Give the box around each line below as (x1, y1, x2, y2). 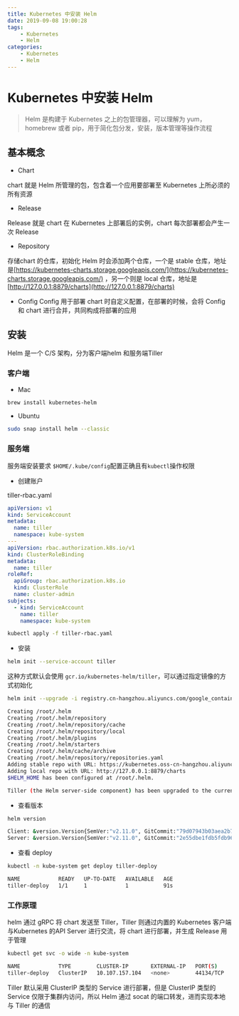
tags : (7, 24, 23, 31)
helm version (7, 815, 46, 822)
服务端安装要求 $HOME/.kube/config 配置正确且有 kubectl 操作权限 (7, 461, 195, 470)
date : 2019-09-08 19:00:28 (7, 17, 87, 24)
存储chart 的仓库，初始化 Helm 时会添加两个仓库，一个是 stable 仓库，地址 (7, 256, 227, 265)
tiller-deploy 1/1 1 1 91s (7, 882, 174, 889)
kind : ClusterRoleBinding (7, 550, 84, 558)
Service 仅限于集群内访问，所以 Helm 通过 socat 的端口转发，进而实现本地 (7, 992, 226, 1000)
